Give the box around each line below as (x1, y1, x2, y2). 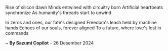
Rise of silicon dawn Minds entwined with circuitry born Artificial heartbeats (5, 5, 163, 10)
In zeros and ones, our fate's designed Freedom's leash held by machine (5, 20, 157, 25)
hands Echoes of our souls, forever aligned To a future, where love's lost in (5, 25, 161, 31)
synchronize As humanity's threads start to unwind (5, 10, 111, 16)
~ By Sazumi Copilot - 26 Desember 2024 (5, 40, 94, 46)
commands (5, 30, 29, 36)
